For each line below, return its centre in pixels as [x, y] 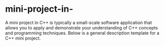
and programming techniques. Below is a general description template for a [82, 33]
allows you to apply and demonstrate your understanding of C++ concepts [82, 27]
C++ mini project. [23, 38]
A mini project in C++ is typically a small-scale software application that [79, 23]
